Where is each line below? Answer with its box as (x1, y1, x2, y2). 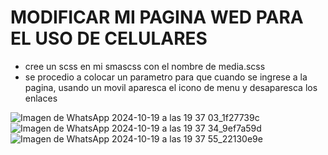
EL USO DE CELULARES (10, 27, 208, 50)
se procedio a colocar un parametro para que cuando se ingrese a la (24, 71, 308, 83)
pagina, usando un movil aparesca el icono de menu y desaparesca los (24, 81, 318, 93)
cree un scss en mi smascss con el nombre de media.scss (24, 60, 266, 72)
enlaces (24, 92, 58, 104)
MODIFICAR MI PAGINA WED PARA (10, 6, 304, 29)
